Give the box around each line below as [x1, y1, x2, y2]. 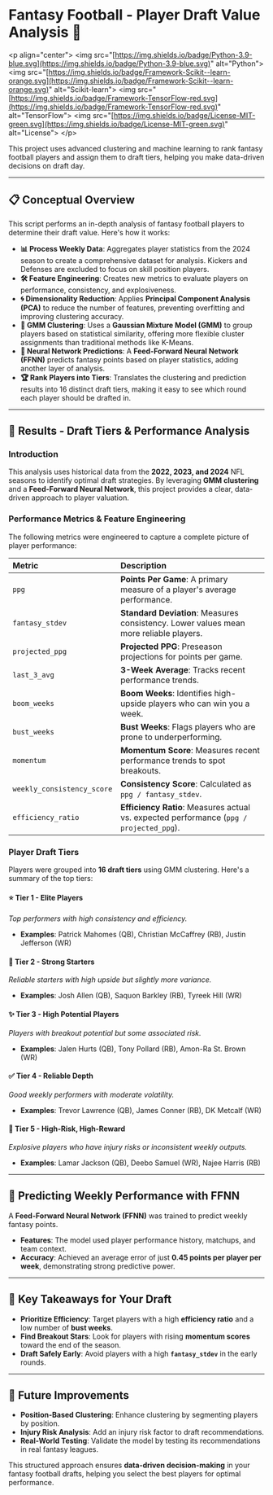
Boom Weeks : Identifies [120, 687, 213, 699]
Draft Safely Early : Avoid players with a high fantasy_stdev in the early [19, 1348, 258, 1358]
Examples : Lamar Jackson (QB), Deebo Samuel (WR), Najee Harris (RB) [19, 1158, 262, 1168]
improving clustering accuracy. [19, 311, 124, 321]
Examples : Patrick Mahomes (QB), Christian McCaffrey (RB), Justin [19, 930, 246, 940]
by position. [19, 1418, 60, 1428]
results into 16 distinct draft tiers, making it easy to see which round [19, 384, 247, 394]
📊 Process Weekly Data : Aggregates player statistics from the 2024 [19, 243, 250, 253]
